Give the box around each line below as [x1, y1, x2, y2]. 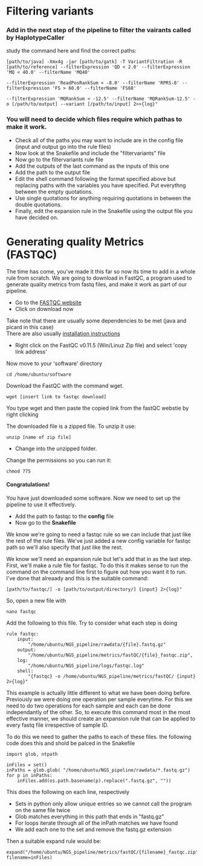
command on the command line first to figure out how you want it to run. [6, 568, 187, 576]
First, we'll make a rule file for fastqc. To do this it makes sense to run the [6, 562, 188, 569]
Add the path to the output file [14, 168, 91, 176]
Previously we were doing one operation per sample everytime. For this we [6, 695, 193, 703]
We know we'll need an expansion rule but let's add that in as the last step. [6, 555, 192, 562]
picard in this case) [6, 323, 54, 330]
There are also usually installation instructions [6, 330, 121, 337]
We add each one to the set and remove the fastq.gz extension [14, 825, 172, 833]
